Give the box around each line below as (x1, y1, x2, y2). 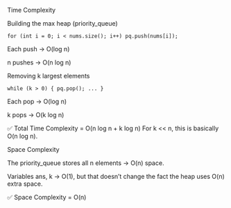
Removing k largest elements (7, 72, 90, 80)
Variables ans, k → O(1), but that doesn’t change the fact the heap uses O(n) (7, 173, 225, 180)
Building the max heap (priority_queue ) (7, 19, 118, 27)
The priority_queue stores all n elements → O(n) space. (7, 159, 164, 167)
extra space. (7, 180, 43, 188)
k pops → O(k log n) (7, 111, 65, 119)
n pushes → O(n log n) (7, 58, 71, 67)
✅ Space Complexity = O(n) (7, 193, 87, 201)
